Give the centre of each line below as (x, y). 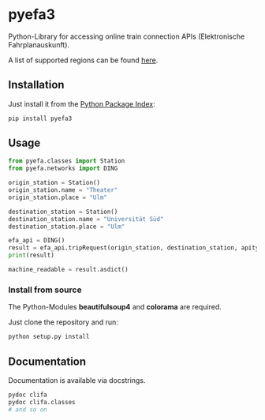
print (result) (32, 255)
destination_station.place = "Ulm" (67, 227)
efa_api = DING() (37, 241)
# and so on (28, 409)
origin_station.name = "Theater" (63, 190)
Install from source (45, 290)
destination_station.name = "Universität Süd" (86, 219)
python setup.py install (49, 337)
